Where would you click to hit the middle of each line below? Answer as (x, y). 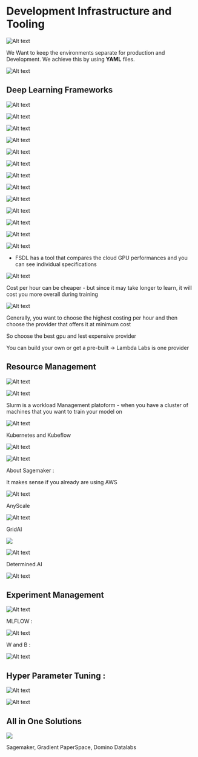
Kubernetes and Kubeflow (39, 435)
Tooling (26, 24)
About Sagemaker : (30, 470)
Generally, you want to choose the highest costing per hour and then (92, 318)
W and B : (18, 645)
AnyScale (18, 505)
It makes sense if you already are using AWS (62, 482)
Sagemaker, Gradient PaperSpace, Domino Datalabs (71, 747)
